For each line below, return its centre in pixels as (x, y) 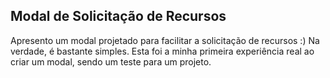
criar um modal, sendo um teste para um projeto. (111, 61)
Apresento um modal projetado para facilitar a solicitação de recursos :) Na (165, 40)
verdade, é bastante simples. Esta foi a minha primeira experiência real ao (162, 51)
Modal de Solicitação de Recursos (118, 16)
